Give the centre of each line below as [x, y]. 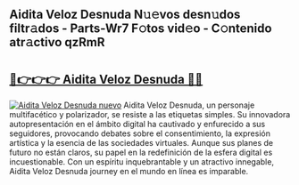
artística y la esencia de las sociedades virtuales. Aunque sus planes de [141, 143]
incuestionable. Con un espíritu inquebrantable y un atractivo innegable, [142, 162]
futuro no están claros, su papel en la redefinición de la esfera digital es [141, 152]
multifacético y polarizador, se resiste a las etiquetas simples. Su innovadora [150, 114]
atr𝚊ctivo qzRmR [57, 42]
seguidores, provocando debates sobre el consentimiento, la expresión [140, 133]
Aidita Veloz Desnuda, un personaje [189, 105]
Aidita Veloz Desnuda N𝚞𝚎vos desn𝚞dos [125, 15]
